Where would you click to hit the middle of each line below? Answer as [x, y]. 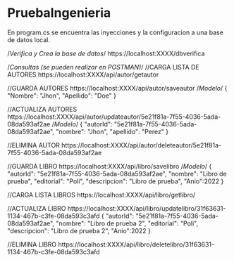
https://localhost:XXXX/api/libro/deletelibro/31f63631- [136, 244]
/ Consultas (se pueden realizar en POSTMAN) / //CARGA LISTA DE [103, 67]
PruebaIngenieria [59, 13]
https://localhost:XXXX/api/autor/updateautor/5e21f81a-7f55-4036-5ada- [114, 117]
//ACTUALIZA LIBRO [37, 208]
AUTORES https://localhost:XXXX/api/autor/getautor [83, 74]
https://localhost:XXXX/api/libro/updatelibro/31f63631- [147, 208]
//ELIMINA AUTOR [33, 145]
